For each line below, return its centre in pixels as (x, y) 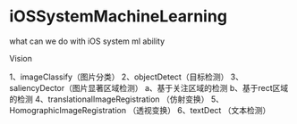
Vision (21, 58)
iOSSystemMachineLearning (119, 17)
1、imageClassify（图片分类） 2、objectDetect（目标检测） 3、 (127, 77)
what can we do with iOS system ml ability (87, 41)
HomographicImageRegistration (68, 110)
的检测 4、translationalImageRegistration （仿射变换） (109, 99)
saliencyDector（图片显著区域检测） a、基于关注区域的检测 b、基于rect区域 (149, 87)
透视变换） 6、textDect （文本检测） (203, 110)
